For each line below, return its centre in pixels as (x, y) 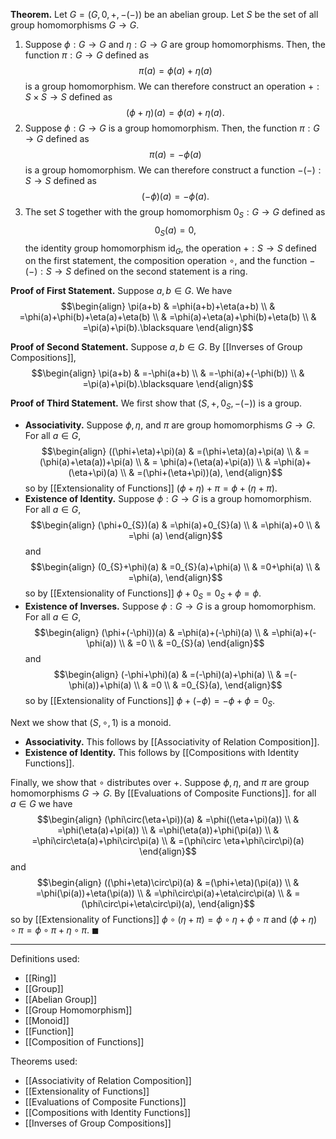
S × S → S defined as (68, 97)
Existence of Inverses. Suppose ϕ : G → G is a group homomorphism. (170, 606)
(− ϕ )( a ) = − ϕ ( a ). (175, 196)
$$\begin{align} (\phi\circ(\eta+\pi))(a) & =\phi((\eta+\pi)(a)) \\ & (168, 819)
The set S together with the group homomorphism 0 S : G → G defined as (175, 213)
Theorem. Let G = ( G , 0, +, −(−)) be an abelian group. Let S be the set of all (164, 14)
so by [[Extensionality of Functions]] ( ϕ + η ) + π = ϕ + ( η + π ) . (151, 488)
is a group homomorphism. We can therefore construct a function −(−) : (173, 170)
